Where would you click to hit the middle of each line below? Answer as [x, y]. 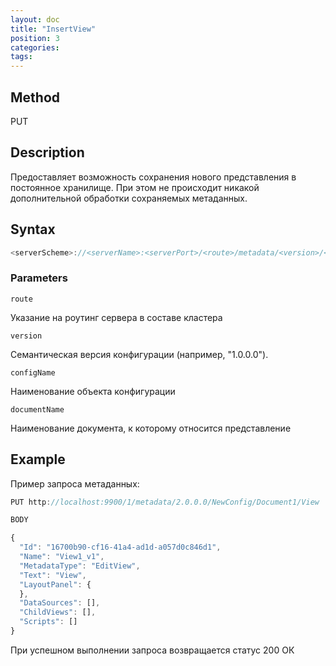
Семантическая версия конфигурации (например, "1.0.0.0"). [139, 354]
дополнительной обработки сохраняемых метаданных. [129, 198]
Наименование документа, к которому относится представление [151, 428]
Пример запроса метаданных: [75, 483]
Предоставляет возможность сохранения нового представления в [153, 177]
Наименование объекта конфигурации [93, 391]
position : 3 [35, 38]
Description [47, 152]
